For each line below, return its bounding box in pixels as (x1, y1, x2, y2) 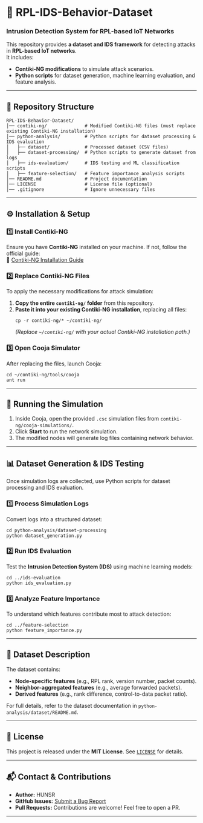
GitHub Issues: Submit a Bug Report (14, 797, 106, 805)
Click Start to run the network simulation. (14, 428, 118, 435)
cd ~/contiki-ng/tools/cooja (6, 372, 80, 378)
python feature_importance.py (6, 627, 83, 634)
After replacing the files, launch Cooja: (6, 360, 102, 367)
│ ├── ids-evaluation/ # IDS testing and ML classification (6, 160, 180, 166)
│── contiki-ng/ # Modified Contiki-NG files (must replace (6, 123, 196, 129)
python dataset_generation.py (6, 533, 83, 539)
